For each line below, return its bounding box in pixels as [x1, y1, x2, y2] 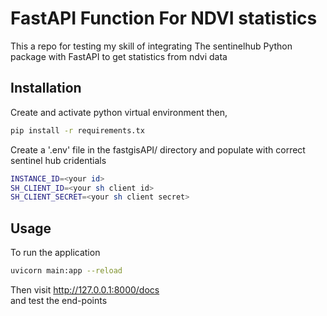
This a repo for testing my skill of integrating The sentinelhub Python [10, 40, 293, 52]
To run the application [10, 247, 101, 259]
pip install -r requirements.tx [10, 125, 145, 136]
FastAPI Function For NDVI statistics [10, 7, 318, 30]
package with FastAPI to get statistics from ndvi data [10, 50, 228, 62]
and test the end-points [10, 294, 108, 306]
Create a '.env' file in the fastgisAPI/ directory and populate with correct [10, 143, 306, 156]
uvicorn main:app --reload [10, 266, 123, 276]
